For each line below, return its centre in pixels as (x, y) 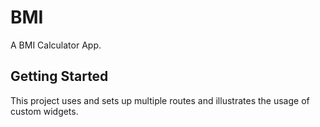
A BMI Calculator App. (56, 45)
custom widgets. (44, 111)
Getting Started (59, 76)
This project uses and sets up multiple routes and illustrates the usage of (160, 100)
